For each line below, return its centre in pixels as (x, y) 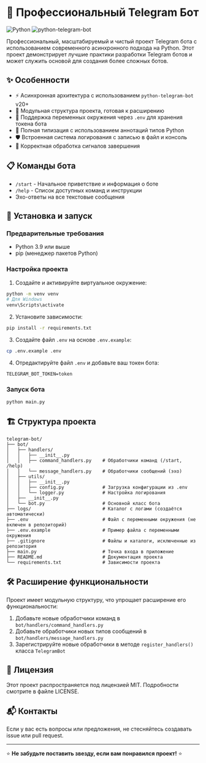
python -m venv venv (33, 294)
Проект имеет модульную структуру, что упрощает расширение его (96, 599)
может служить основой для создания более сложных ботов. (87, 61)
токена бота (31, 123)
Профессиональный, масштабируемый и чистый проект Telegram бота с (102, 41)
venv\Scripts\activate (35, 305)
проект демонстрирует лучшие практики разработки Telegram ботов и (99, 54)
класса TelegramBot (40, 651)
